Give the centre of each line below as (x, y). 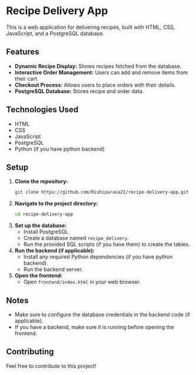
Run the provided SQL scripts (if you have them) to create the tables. (107, 244)
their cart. (26, 78)
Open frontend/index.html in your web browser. (82, 282)
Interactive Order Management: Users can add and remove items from (101, 72)
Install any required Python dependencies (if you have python (98, 257)
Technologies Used (42, 110)
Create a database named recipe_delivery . (76, 238)
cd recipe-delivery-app (44, 214)
